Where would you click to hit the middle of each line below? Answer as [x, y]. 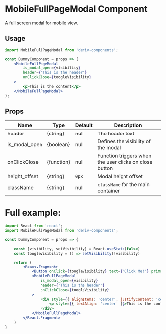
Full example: [33, 213]
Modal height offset [120, 176]
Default [84, 125]
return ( [23, 262]
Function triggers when [124, 156]
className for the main [124, 185]
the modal [109, 148]
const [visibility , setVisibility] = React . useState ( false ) [77, 249]
